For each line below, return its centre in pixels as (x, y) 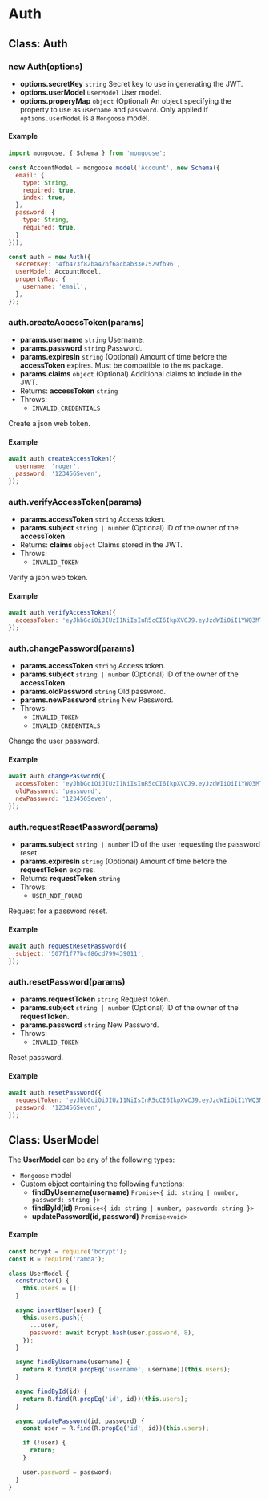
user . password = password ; (68, 1472)
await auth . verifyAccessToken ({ (62, 613)
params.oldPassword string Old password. (93, 692)
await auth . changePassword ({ (57, 776)
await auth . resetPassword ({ (55, 1093)
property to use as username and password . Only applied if (114, 109)
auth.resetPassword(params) (67, 981)
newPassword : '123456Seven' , (64, 798)
